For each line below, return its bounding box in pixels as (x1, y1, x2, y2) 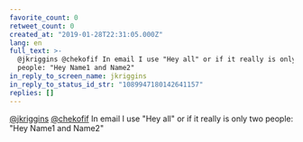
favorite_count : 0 (9, 13, 78, 22)
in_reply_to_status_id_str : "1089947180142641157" (9, 80, 204, 89)
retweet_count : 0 (9, 22, 75, 31)
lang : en (9, 38, 42, 48)
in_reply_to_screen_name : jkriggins (9, 72, 147, 81)
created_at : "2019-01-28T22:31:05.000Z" (9, 30, 164, 39)
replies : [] (9, 88, 54, 97)
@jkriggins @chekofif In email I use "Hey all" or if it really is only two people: (9, 113, 294, 124)
